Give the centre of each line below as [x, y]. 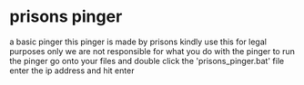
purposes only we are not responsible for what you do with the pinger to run [152, 51]
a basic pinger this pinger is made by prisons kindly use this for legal [138, 42]
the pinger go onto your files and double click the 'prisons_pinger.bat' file [147, 61]
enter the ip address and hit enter [72, 71]
